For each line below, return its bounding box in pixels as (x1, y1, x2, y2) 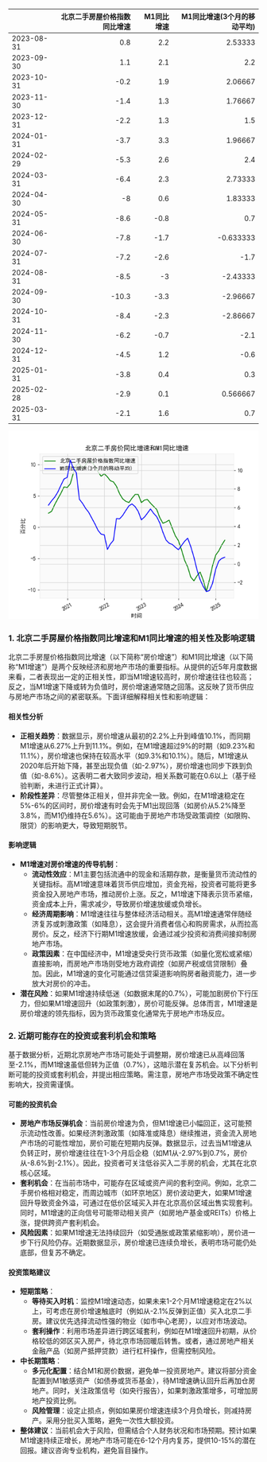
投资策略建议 (8, 1267, 50, 1277)
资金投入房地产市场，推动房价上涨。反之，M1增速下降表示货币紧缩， (31, 888, 257, 899)
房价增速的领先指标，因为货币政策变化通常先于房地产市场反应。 (19, 1008, 229, 1018)
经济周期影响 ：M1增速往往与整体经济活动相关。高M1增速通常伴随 (31, 908, 246, 919)
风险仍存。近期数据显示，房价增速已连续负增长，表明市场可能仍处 (41, 1238, 257, 1247)
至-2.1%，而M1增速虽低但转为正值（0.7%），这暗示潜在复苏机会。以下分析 (8, 1060, 252, 1069)
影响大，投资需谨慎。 (8, 1079, 78, 1089)
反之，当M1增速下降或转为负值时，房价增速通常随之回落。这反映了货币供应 (8, 682, 254, 692)
